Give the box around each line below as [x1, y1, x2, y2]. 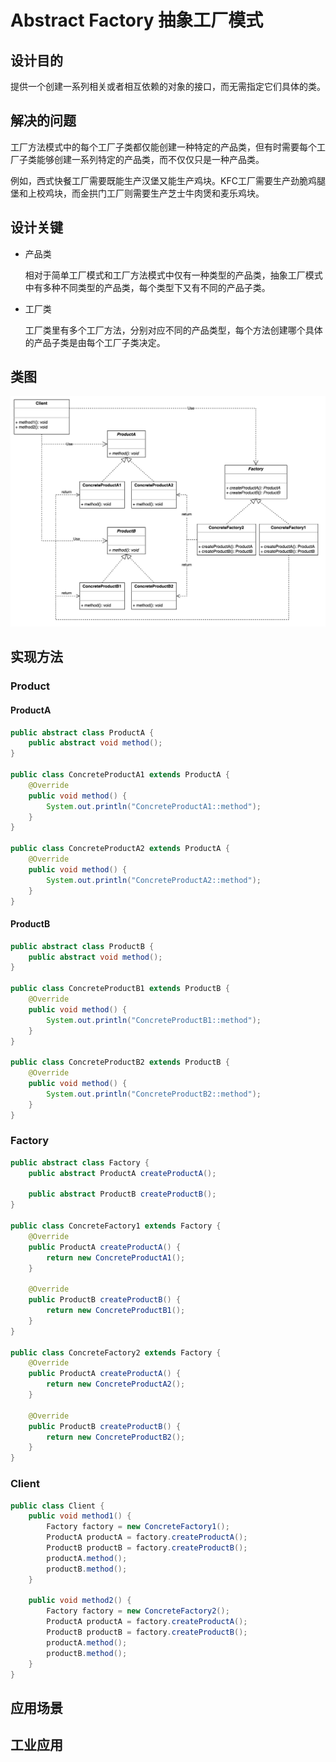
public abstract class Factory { [10, 1157, 150, 1168]
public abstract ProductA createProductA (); [28, 1168, 217, 1178]
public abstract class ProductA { [10, 727, 155, 738]
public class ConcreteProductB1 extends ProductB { [10, 984, 230, 994]
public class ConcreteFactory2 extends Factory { [10, 1347, 222, 1358]
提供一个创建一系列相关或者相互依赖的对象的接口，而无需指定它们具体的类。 [10, 81, 326, 92]
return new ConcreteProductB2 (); [46, 1432, 186, 1442]
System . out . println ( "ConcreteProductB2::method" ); [46, 1089, 262, 1099]
